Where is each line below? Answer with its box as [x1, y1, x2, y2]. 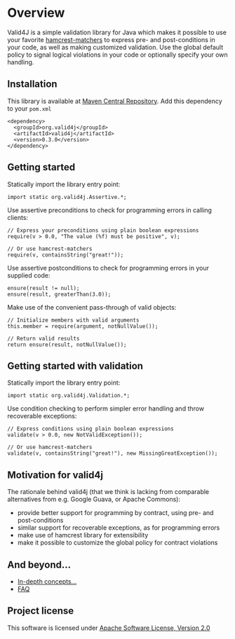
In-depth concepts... [17, 577, 77, 586]
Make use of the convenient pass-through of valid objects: [7, 303, 177, 311]
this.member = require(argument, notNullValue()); [7, 322, 159, 330]
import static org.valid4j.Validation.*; [7, 392, 130, 399]
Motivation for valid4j [7, 469, 104, 481]
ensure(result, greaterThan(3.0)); [7, 291, 112, 298]
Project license [7, 605, 74, 617]
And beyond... [7, 558, 72, 570]
